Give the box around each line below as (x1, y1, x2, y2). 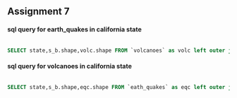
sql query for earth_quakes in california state (7, 24, 142, 34)
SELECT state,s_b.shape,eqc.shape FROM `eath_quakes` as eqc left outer (7, 83, 226, 90)
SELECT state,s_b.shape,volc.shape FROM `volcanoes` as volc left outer (7, 47, 226, 54)
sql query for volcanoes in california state (7, 62, 133, 71)
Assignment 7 (7, 6, 70, 17)
